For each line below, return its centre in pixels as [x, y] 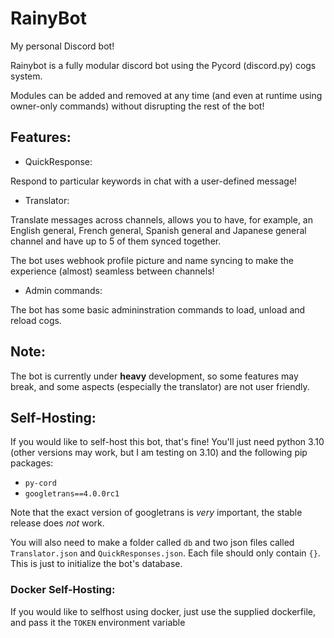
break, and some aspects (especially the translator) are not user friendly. [160, 386]
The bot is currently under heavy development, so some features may [154, 376]
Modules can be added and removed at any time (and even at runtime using [166, 95]
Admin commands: [63, 290]
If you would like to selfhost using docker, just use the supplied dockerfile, [163, 611]
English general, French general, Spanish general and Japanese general [158, 230]
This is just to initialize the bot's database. [96, 564]
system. [26, 76]
